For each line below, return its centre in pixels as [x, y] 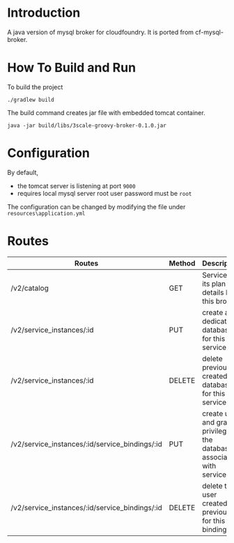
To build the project [35, 87]
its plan [214, 284]
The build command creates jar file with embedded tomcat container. [106, 112]
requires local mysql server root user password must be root [104, 193]
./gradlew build [31, 100]
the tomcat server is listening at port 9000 [76, 185]
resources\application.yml [46, 213]
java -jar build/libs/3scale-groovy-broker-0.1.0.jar [87, 125]
